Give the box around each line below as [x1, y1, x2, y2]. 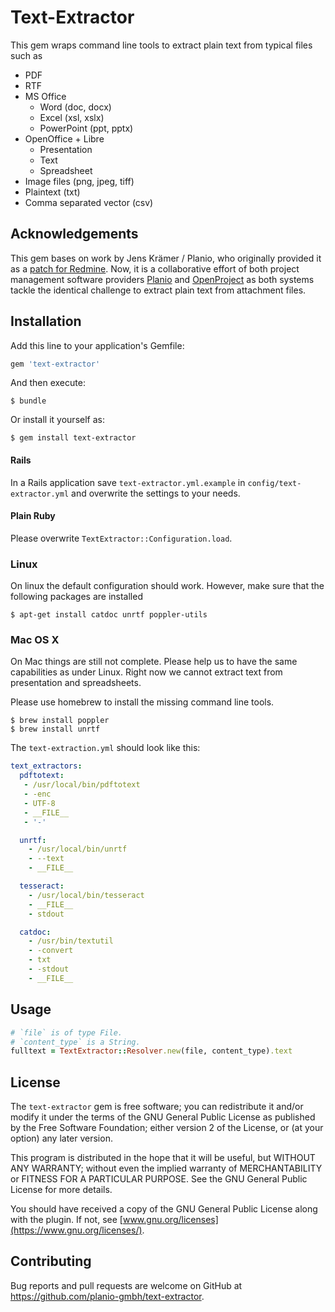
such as [10, 49, 43, 61]
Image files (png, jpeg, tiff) [24, 175, 135, 187]
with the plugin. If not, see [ [10, 1214, 123, 1226]
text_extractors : [10, 761, 83, 771]
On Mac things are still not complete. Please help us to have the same [10, 656, 298, 668]
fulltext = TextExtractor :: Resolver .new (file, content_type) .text [10, 1046, 293, 1056]
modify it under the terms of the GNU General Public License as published [10, 1111, 316, 1123]
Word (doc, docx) [39, 101, 112, 113]
